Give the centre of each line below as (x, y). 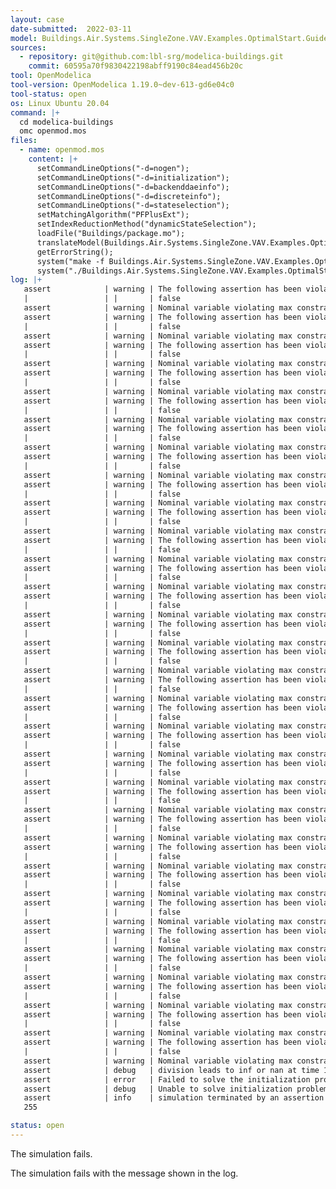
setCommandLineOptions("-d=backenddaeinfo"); (133, 187)
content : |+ (53, 159)
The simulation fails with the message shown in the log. (124, 1173)
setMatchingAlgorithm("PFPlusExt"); (113, 215)
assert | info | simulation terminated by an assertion (174, 1098)
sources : (28, 47)
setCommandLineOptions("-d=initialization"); (133, 177)
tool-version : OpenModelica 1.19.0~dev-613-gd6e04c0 (122, 85)
